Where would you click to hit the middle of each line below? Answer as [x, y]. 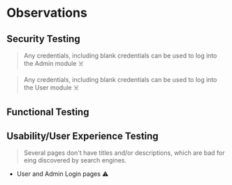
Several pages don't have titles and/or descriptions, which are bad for [124, 153]
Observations [47, 13]
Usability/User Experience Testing [82, 136]
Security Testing [44, 39]
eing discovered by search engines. [75, 160]
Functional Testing [48, 112]
